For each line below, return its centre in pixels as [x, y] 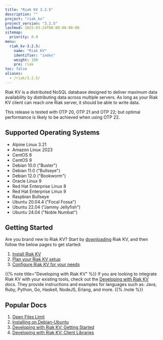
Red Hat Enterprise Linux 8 [39, 186]
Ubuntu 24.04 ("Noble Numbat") [45, 212]
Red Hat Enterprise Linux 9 [39, 191]
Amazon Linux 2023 [32, 150]
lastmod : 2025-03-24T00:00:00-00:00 [42, 28]
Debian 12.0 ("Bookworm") [39, 176]
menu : [10, 42]
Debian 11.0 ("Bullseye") [36, 170]
